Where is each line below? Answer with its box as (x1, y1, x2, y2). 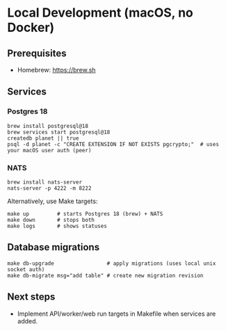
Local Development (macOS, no (7, 5, 193, 21)
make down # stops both (7, 216, 95, 223)
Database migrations (7, 241, 99, 253)
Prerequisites (7, 47, 67, 59)
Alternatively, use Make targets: (7, 197, 98, 205)
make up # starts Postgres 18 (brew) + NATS (7, 210, 163, 217)
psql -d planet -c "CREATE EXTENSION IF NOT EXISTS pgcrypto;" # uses (7, 140, 219, 147)
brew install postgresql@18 (7, 122, 89, 129)
